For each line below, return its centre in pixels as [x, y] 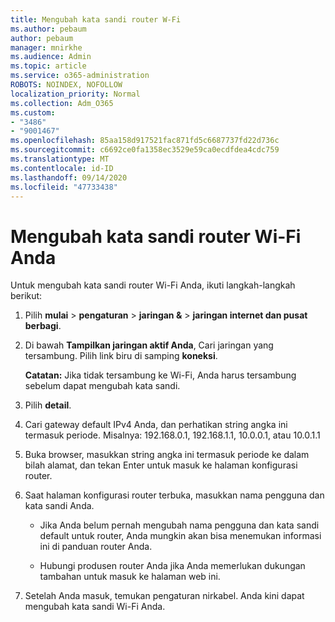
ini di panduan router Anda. [96, 547]
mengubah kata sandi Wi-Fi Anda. [95, 607]
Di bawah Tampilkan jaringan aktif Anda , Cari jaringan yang [149, 345]
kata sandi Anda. [59, 506]
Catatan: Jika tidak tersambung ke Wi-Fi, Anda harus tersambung [160, 375]
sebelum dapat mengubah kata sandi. [102, 386]
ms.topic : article [48, 66]
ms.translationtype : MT [60, 159]
